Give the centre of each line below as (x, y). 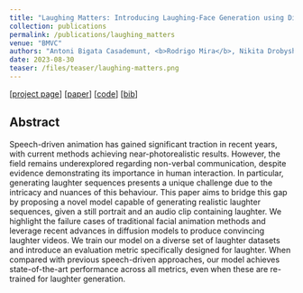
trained (23, 279)
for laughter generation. (82, 279)
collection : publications (58, 26)
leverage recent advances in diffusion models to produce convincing (137, 231)
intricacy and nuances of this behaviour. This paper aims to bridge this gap (148, 192)
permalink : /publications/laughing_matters (92, 34)
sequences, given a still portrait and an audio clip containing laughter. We (146, 211)
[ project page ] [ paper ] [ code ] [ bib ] (73, 94)
